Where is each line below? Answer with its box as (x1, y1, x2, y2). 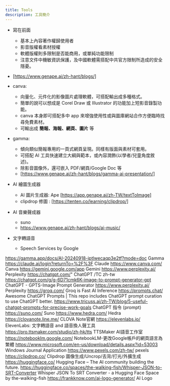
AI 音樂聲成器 (12, 209, 41, 215)
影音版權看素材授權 (20, 44, 61, 50)
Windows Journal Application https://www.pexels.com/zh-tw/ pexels (5, 347, 149, 353)
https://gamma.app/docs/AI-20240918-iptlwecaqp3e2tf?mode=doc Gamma (5, 255, 164, 261)
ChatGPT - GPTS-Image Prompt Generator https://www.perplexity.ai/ (5, 282, 150, 288)
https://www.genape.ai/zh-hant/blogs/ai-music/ (20, 224, 121, 231)
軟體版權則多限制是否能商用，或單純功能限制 (20, 50, 114, 56)
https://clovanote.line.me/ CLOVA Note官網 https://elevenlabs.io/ (5, 316, 141, 322)
